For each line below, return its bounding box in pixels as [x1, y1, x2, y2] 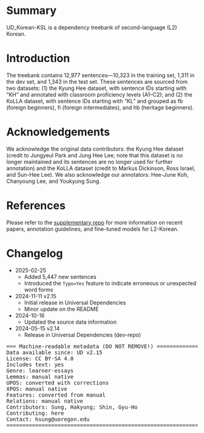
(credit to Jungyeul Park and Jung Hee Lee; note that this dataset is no [6, 151, 183, 159]
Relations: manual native [6, 397, 84, 404]
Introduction [6, 52, 70, 66]
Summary [6, 4, 56, 18]
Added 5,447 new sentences [24, 273, 97, 280]
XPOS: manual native [6, 385, 68, 392]
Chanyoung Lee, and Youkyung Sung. [6, 177, 101, 185]
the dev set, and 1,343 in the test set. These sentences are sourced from [6, 78, 188, 85]
